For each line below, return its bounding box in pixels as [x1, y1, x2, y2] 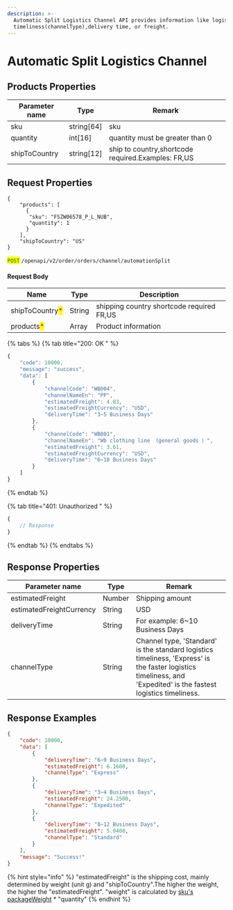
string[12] [69, 149, 103, 159]
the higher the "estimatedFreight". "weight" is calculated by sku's [7, 887, 194, 895]
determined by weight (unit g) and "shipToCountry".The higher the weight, [7, 880, 219, 888]
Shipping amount [136, 593, 192, 603]
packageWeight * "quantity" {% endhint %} [7, 895, 131, 903]
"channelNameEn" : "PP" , [44, 391, 113, 399]
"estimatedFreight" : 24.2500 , [44, 795, 132, 802]
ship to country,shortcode [108, 144, 193, 154]
